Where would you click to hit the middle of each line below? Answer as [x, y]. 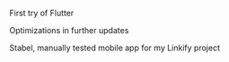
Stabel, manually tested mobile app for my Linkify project [114, 48]
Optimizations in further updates [69, 30]
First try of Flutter [42, 13]
